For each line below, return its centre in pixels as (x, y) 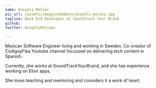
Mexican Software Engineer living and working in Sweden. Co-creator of (78, 46)
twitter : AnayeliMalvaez (30, 28)
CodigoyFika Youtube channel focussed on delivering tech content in (75, 51)
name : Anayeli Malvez (27, 10)
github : (13, 23)
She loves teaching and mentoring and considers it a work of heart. (73, 81)
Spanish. (14, 56)
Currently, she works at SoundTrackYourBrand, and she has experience (77, 66)
